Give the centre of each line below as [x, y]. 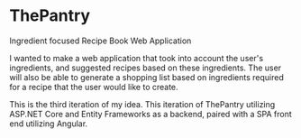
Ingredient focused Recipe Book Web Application [100, 41]
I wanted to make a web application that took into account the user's [137, 58]
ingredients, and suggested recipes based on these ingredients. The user [146, 68]
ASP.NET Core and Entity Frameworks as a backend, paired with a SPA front [151, 114]
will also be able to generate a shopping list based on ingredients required [146, 77]
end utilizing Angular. [49, 124]
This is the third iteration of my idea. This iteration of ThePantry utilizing [142, 104]
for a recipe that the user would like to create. [94, 87]
